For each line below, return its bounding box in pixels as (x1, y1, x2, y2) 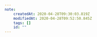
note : (4, 7, 16, 12)
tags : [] (13, 20, 31, 25)
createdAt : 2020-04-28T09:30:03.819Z (13, 12, 90, 16)
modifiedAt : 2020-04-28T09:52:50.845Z (13, 16, 92, 21)
